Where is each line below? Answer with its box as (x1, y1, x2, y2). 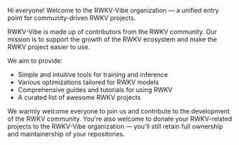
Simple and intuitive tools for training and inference (17, 71, 168, 79)
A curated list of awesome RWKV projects (17, 93, 141, 101)
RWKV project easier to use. (7, 43, 91, 51)
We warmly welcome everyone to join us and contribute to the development (7, 107, 230, 115)
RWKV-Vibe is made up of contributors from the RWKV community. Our (7, 28, 218, 36)
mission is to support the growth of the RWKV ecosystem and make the (7, 35, 218, 44)
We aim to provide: (7, 56, 63, 65)
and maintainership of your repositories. (7, 130, 125, 138)
